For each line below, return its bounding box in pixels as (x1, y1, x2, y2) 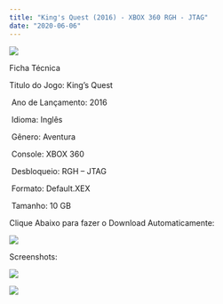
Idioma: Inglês (11, 114, 63, 124)
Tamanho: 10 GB (11, 200, 71, 211)
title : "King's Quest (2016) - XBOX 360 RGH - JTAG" (9, 12, 209, 22)
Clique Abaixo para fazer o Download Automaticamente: (9, 217, 215, 228)
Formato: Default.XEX (11, 183, 91, 194)
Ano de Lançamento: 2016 (11, 97, 108, 108)
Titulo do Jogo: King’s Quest (9, 79, 114, 90)
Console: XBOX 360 (11, 148, 84, 159)
